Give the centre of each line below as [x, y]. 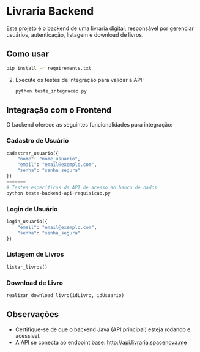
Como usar [28, 54]
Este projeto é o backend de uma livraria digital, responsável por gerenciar [100, 28]
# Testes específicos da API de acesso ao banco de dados [82, 187]
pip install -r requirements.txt [49, 68]
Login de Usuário [32, 209]
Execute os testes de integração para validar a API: [80, 80]
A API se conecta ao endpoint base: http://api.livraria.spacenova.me [101, 342]
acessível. [28, 335]
